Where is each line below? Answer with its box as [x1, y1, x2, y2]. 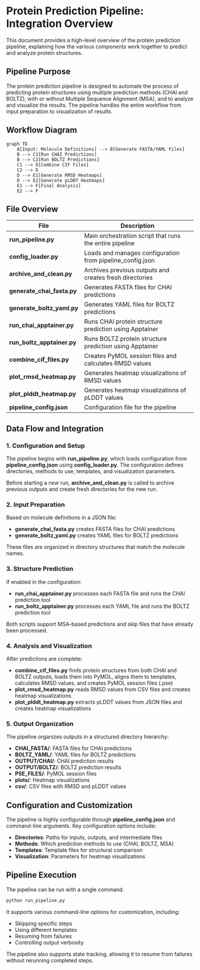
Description [120, 222, 155, 230]
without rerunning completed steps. [6, 956, 94, 964]
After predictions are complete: [6, 655, 83, 662]
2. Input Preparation [6, 500, 65, 508]
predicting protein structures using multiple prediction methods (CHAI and [6, 88, 188, 96]
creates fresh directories [84, 273, 153, 282]
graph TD [6, 141, 28, 147]
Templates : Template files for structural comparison [14, 847, 143, 854]
